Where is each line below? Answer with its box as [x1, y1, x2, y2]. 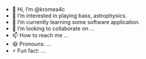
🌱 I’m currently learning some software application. [12, 19, 141, 25]
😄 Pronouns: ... [12, 40, 52, 48]
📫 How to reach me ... [12, 32, 69, 39]
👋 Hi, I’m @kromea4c [12, 6, 66, 13]
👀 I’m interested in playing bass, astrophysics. [12, 12, 127, 19]
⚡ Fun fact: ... [12, 47, 46, 54]
